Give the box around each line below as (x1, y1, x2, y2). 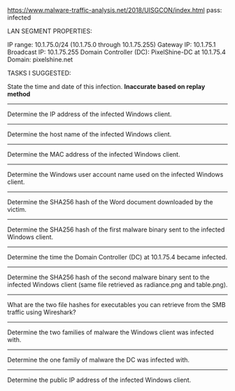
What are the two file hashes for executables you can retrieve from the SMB (7, 301, 226, 308)
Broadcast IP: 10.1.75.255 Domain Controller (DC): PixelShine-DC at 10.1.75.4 (7, 48, 226, 56)
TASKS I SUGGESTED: (7, 69, 71, 77)
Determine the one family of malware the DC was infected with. (7, 356, 190, 364)
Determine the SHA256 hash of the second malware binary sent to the (7, 273, 210, 281)
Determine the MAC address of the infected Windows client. (7, 150, 180, 158)
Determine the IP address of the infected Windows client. (7, 110, 172, 118)
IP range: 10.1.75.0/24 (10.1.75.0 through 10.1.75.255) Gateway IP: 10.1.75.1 (7, 41, 216, 48)
